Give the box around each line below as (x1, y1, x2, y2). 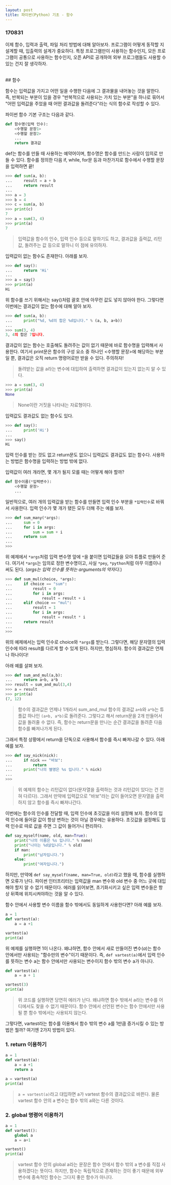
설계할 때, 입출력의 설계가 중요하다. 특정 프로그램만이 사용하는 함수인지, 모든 (5, 48, 157, 54)
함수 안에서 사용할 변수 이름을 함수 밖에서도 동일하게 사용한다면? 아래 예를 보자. (5, 902, 163, 908)
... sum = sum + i (5, 530, 63, 535)
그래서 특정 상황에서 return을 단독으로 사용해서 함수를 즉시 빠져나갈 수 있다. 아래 (5, 736, 165, 742)
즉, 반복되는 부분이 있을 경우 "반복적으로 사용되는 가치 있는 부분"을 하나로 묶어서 (5, 94, 165, 100)
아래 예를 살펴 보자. (5, 663, 43, 669)
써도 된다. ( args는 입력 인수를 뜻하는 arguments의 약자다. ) (5, 566, 123, 573)
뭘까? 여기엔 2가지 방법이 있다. (14, 1027, 76, 1033)
